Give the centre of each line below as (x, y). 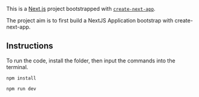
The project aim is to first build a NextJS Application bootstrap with (90, 20)
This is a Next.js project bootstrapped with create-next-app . (81, 9)
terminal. (17, 67)
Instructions (30, 46)
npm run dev (21, 89)
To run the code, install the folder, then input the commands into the (91, 61)
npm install (21, 78)
